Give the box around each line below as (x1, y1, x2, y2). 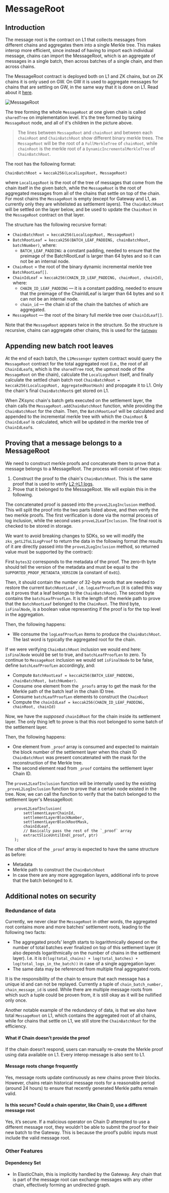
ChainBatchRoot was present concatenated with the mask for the (12, 754, 146, 760)
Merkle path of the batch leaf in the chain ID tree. (12, 688, 115, 694)
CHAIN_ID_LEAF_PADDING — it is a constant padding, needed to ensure (20, 285, 162, 291)
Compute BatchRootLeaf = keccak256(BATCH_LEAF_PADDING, (12, 672, 135, 678)
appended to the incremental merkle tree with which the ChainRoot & (5, 413, 148, 419)
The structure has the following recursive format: (5, 222, 107, 228)
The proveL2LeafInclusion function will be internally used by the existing (5, 780, 156, 786)
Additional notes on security (5, 892, 96, 901)
